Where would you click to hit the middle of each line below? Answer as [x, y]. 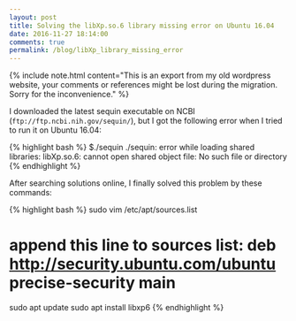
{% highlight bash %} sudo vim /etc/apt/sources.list [103, 210]
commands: [31, 193]
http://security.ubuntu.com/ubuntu [143, 264]
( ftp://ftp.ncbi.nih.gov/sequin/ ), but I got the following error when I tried [146, 121]
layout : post [33, 17]
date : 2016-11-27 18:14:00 [59, 34]
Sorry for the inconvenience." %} [69, 95]
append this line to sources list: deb [143, 245]
